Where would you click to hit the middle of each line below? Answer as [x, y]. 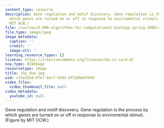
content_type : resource [29, 10]
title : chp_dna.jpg [25, 73]
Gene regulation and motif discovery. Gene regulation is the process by [77, 110]
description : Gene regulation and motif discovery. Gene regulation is [79, 14]
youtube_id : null [27, 96]
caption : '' [22, 42]
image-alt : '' [24, 50]
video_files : [18, 82]
